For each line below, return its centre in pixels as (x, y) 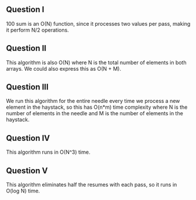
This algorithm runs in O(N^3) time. (48, 152)
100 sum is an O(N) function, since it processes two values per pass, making (98, 23)
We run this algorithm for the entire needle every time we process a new (93, 101)
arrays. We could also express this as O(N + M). (64, 68)
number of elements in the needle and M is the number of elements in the (94, 113)
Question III (27, 87)
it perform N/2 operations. (37, 30)
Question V (27, 170)
